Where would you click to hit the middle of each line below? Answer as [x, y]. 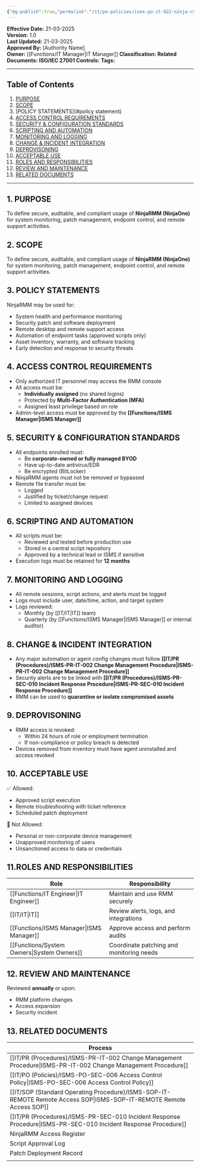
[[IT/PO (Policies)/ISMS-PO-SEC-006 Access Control [86, 1075]
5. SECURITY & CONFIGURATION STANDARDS [93, 438]
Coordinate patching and [144, 946]
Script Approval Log [37, 1143]
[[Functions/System [37, 946]
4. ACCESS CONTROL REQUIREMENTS [80, 367]
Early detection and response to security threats [74, 348]
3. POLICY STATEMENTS [53, 290]
